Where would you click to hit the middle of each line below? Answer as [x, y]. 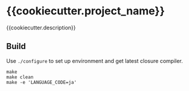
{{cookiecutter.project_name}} [85, 11]
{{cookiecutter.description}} [41, 28]
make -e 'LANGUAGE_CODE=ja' [42, 82]
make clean [20, 77]
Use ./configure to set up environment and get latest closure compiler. [94, 60]
